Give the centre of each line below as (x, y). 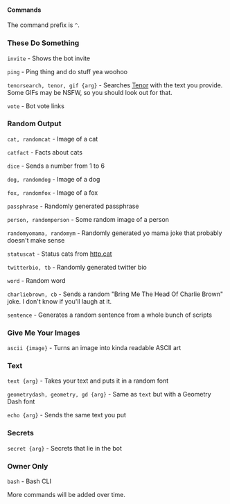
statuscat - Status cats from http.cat (60, 254)
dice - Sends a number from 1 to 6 (56, 166)
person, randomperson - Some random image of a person (88, 219)
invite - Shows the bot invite (49, 58)
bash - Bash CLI (29, 481)
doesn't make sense (36, 240)
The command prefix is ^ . (43, 25)
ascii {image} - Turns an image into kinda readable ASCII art (94, 348)
